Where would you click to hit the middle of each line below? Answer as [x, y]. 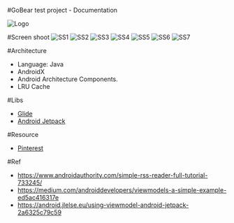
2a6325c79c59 [39, 212]
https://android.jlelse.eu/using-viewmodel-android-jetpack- [103, 205]
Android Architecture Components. [68, 79]
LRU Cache [34, 86]
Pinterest [30, 148]
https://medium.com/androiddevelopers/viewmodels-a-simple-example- [122, 190]
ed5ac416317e [38, 197]
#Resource [23, 135]
